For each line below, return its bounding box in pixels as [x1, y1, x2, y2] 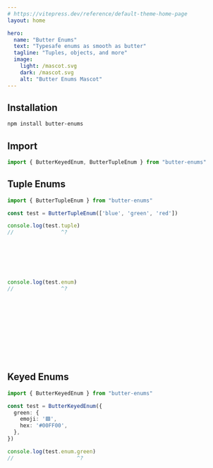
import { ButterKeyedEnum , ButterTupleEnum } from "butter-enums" [7, 159, 207, 166]
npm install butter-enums [7, 121, 83, 128]
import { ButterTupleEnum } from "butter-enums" [7, 197, 153, 204]
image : [13, 56, 33, 64]
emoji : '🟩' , [20, 416, 58, 423]
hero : [7, 30, 23, 37]
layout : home [7, 17, 46, 24]
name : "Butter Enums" [13, 36, 78, 43]
